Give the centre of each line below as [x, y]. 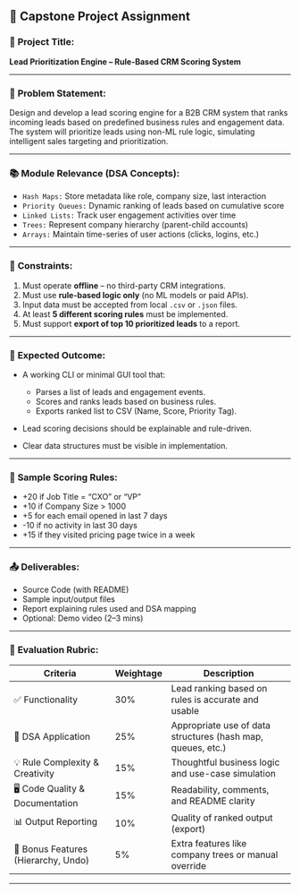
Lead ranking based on [219, 688]
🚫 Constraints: [41, 266]
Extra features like [209, 843]
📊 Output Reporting [56, 822]
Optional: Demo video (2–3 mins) [83, 618]
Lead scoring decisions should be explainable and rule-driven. [137, 428]
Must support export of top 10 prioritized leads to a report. [131, 323]
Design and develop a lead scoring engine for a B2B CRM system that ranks [149, 112]
